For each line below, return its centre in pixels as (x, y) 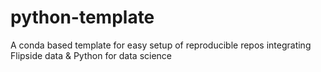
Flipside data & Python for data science (91, 55)
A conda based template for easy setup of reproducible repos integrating (161, 45)
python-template (82, 17)
